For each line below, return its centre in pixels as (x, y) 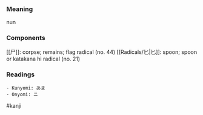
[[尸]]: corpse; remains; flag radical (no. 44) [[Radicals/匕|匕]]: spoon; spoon (102, 52)
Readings (21, 74)
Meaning (20, 9)
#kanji (14, 105)
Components (26, 38)
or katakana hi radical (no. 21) (43, 59)
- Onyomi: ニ (22, 94)
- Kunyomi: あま (26, 88)
